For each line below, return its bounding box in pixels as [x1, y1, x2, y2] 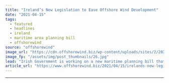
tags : [5, 17, 17, 22]
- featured [10, 21, 33, 27]
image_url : [5, 49, 28, 54]
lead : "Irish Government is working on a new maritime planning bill [5, 59, 154, 64]
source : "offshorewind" [5, 45, 55, 50]
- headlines [10, 26, 35, 31]
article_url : [5, 63, 33, 68]
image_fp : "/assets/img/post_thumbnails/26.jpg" [5, 54, 109, 59]
